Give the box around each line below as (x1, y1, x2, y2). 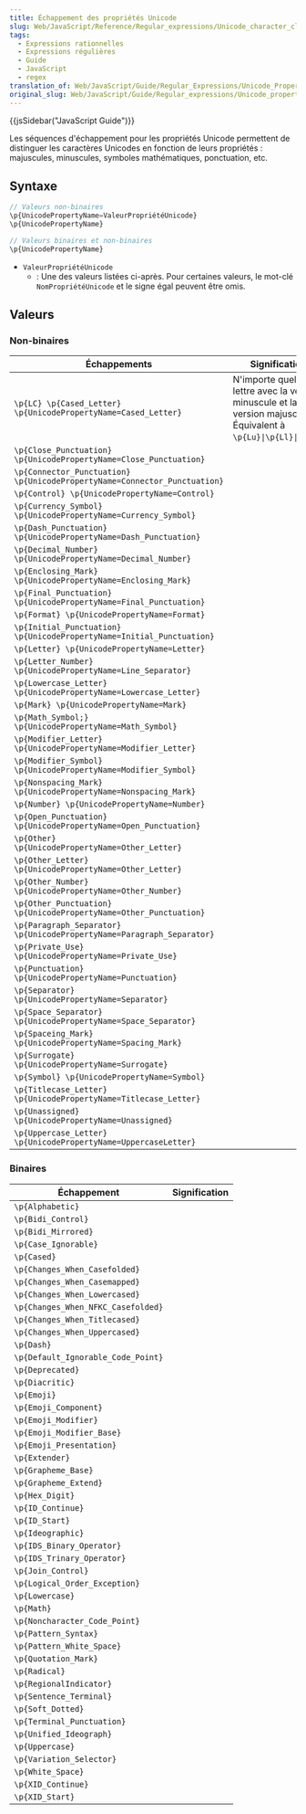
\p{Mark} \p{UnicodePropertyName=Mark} (14, 700, 187, 711)
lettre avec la (232, 385, 289, 397)
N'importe (232, 374, 276, 386)
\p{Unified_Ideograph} (14, 1728, 112, 1739)
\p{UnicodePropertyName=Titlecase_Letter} (14, 1093, 201, 1104)
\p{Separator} (14, 986, 76, 996)
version (232, 407, 265, 420)
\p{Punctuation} (14, 964, 85, 974)
